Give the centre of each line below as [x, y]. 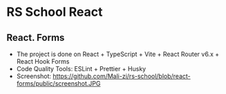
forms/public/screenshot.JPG [58, 83]
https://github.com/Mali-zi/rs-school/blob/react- [122, 76]
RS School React [55, 12]
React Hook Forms [43, 62]
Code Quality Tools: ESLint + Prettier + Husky [81, 69]
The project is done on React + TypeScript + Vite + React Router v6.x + [117, 54]
